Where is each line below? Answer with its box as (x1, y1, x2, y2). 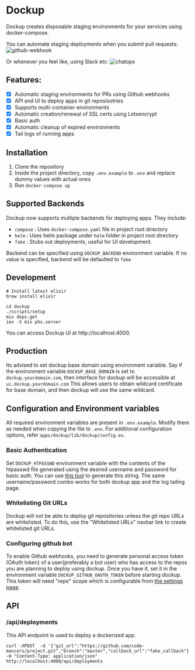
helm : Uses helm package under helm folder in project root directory (14, 232, 179, 239)
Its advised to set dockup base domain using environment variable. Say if (6, 361, 183, 369)
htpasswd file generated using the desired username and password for (6, 466, 177, 473)
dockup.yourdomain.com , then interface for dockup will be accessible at (6, 374, 175, 381)
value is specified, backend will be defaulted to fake (6, 255, 131, 262)
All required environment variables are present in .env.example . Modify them (6, 419, 190, 426)
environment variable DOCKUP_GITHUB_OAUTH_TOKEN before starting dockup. (6, 572, 182, 579)
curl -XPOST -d (6, 642, 46, 649)
